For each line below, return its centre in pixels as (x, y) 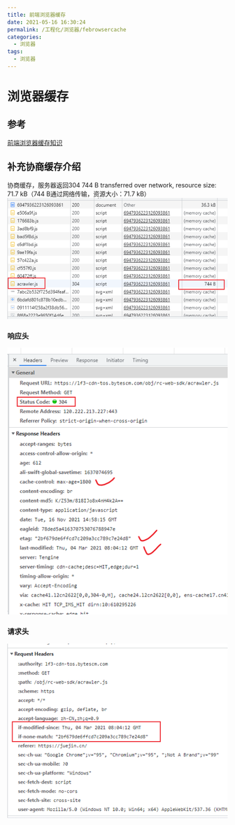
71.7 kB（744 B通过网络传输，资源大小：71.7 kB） (79, 194)
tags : (15, 52)
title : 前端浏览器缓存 (37, 15)
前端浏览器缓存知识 (35, 143)
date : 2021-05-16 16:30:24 (47, 22)
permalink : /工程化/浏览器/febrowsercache (67, 29)
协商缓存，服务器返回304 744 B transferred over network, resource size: (112, 185)
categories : (24, 37)
